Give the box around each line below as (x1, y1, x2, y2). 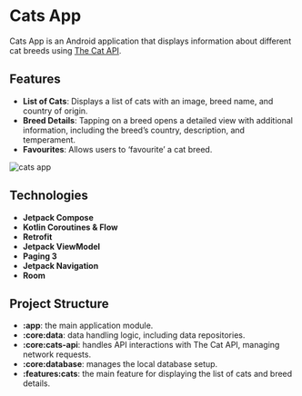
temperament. (22, 134, 75, 145)
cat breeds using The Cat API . (9, 45, 122, 55)
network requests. (22, 349, 92, 360)
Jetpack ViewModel (22, 241, 101, 252)
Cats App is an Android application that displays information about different (9, 35, 292, 46)
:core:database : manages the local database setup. (22, 359, 218, 370)
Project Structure (9, 296, 109, 312)
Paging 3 (22, 251, 57, 262)
